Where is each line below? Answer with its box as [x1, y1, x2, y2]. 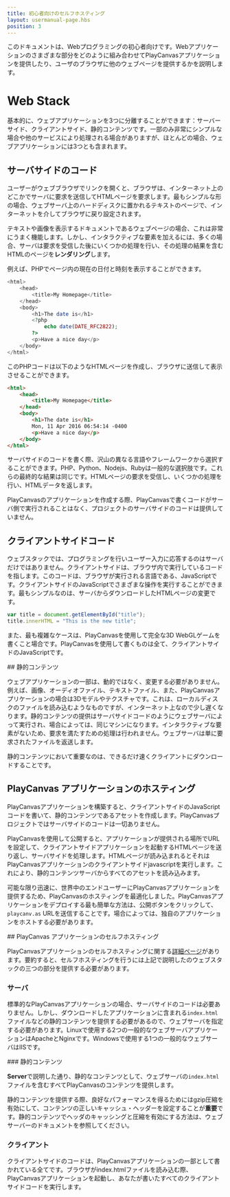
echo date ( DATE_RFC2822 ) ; [43, 323, 118, 330]
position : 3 [7, 23, 41, 30]
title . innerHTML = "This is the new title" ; [7, 618, 137, 625]
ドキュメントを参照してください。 [36, 1121, 134, 1130]
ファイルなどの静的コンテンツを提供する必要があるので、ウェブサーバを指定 [7, 1017, 224, 1026]
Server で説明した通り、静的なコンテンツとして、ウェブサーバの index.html [7, 1072, 220, 1081]
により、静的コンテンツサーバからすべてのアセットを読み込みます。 [12, 868, 204, 877]
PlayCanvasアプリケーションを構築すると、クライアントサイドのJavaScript [7, 802, 220, 810]
